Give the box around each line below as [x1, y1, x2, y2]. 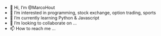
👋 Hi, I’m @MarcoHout [9, 5, 55, 10]
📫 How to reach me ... [9, 26, 56, 31]
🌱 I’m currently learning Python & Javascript [9, 15, 100, 20]
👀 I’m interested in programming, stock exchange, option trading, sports [9, 10, 157, 16]
